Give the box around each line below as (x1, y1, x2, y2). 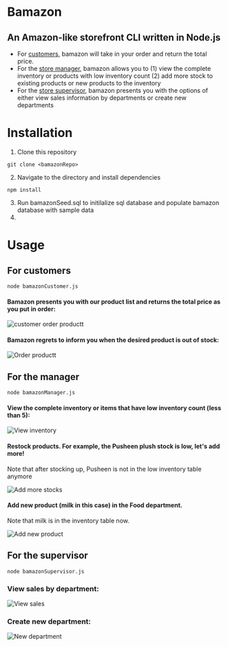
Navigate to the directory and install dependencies (17, 173, 160, 181)
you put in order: (7, 304, 56, 313)
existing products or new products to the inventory (17, 79, 161, 87)
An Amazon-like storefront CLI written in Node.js (7, 32, 221, 43)
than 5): (7, 411, 30, 419)
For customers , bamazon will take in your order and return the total (17, 50, 207, 58)
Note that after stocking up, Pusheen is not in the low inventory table (7, 465, 202, 473)
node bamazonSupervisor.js (7, 568, 85, 575)
